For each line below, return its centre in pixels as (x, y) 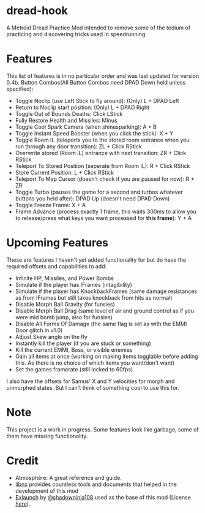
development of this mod (47, 490)
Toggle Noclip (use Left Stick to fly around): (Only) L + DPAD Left (97, 101)
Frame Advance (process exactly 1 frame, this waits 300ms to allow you (106, 211)
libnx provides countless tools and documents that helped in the (96, 484)
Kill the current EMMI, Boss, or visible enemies (74, 349)
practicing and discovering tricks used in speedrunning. (76, 34)
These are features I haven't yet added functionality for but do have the (96, 260)
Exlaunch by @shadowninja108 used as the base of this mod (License (103, 497)
